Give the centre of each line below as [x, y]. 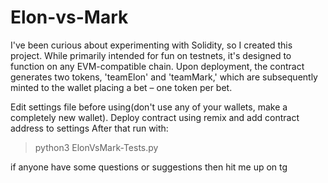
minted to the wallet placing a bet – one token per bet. [121, 87]
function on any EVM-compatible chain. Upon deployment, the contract [157, 66]
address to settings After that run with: [89, 128]
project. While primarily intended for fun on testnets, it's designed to [151, 55]
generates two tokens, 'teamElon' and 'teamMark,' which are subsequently [164, 77]
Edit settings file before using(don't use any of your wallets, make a [149, 107]
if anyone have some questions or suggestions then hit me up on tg [149, 167]
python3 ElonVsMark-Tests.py [96, 147]
